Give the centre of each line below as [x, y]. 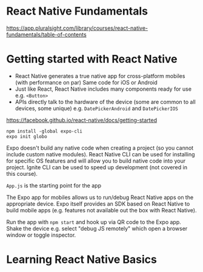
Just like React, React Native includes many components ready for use [103, 89]
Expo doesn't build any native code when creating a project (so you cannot [100, 148]
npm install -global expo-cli [45, 131]
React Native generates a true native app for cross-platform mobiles [100, 76]
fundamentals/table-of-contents [46, 34]
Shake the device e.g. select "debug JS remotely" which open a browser [97, 228]
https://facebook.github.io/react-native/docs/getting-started [82, 120]
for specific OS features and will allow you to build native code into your [96, 161]
